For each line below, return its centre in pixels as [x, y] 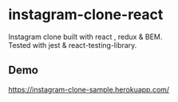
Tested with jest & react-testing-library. [73, 45]
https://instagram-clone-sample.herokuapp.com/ [89, 89]
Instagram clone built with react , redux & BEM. [85, 37]
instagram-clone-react [86, 15]
